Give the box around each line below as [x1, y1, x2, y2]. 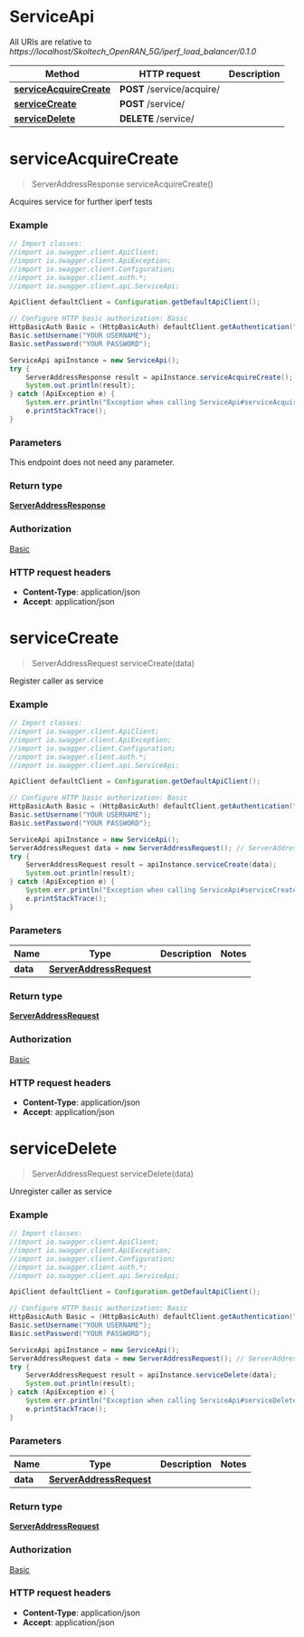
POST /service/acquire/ [119, 82, 220, 95]
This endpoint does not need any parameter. [9, 457, 175, 468]
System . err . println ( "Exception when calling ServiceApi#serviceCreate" [25, 886, 301, 895]
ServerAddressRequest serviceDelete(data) [31, 1167, 195, 1179]
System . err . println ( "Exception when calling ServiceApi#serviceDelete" [25, 1396, 301, 1406]
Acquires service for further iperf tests [9, 196, 153, 207]
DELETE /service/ [119, 111, 195, 124]
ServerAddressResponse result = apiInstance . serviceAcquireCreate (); [25, 373, 294, 382]
